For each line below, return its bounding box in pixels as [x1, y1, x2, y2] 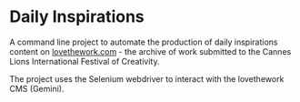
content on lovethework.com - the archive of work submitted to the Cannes [9, 46, 292, 56]
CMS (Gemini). [9, 83, 65, 94]
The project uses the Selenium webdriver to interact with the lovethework [9, 73, 285, 84]
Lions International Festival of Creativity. [9, 56, 160, 66]
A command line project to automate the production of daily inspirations [9, 36, 278, 47]
